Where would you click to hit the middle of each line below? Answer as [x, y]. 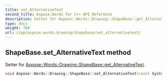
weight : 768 [17, 28]
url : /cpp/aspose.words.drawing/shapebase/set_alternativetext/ [73, 33]
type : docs [16, 23]
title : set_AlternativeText [34, 10]
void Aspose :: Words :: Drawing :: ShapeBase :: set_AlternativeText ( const [78, 74]
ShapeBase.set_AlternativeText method [68, 53]
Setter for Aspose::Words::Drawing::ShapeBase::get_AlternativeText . [75, 64]
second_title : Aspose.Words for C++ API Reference [59, 14]
